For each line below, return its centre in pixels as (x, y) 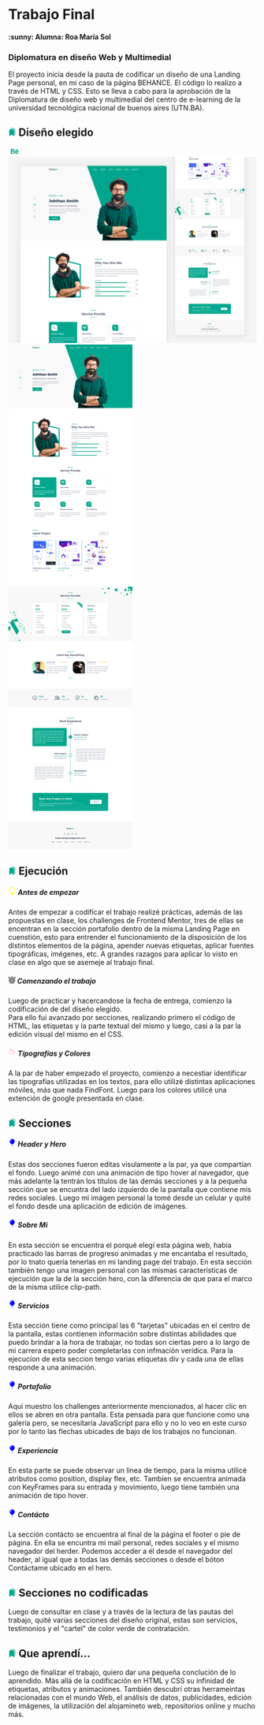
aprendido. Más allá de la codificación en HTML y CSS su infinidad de (121, 1681)
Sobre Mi (33, 1225)
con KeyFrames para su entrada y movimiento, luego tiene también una (124, 1487)
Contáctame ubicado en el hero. (60, 1568)
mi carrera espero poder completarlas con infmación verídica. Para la (121, 1351)
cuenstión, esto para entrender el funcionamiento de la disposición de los (127, 937)
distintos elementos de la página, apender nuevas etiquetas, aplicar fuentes (131, 946)
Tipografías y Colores (54, 1053)
